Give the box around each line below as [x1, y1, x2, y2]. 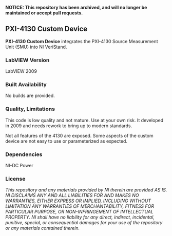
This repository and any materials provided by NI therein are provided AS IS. [5, 187, 167, 193]
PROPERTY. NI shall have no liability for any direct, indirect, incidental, [5, 214, 155, 220]
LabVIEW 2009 [5, 68, 37, 74]
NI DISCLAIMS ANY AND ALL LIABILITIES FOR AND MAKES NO [5, 192, 140, 199]
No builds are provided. [5, 92, 55, 99]
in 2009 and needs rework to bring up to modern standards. [5, 123, 132, 129]
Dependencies [5, 151, 43, 158]
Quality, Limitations [5, 105, 55, 112]
